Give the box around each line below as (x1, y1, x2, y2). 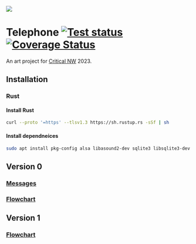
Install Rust (6, 106, 34, 114)
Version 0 (6, 161, 42, 171)
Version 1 (6, 213, 40, 223)
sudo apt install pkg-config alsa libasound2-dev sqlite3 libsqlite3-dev (6, 145, 191, 151)
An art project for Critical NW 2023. (6, 57, 92, 65)
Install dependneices (6, 132, 59, 139)
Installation (6, 74, 48, 84)
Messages (6, 179, 37, 187)
